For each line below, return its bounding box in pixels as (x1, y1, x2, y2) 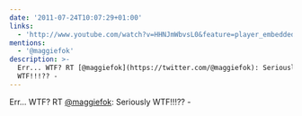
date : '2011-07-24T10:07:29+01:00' (9, 13, 143, 22)
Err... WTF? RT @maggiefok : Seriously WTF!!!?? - (9, 96, 191, 107)
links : (9, 22, 34, 31)
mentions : (9, 38, 47, 48)
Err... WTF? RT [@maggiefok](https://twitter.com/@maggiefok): (17, 64, 259, 73)
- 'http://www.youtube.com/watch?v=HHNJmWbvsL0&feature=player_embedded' (17, 30, 299, 39)
